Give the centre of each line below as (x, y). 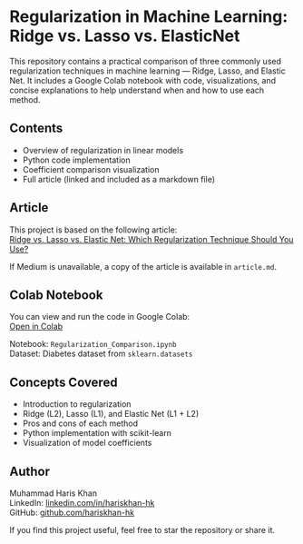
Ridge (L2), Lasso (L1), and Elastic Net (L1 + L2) (111, 414)
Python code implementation (76, 160)
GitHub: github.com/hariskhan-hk (72, 512)
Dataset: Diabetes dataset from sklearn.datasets (101, 354)
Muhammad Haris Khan (54, 493)
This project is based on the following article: (93, 230)
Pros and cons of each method (80, 423)
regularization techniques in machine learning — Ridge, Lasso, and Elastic (147, 71)
